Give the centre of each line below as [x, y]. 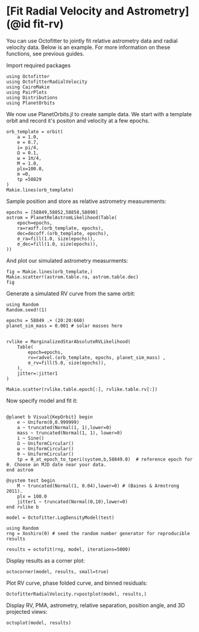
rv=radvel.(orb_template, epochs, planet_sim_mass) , [97, 357]
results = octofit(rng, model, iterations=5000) [68, 549]
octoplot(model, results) [39, 623]
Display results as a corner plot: [46, 561]
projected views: [27, 611]
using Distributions [32, 97]
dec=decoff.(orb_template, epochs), [63, 233]
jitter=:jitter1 [38, 374]
